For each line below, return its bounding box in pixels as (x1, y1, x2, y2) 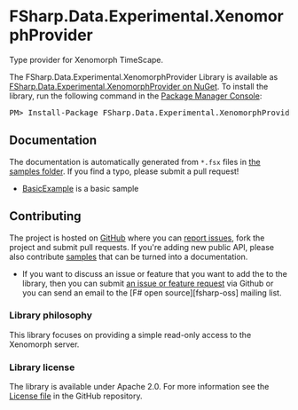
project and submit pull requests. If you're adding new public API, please (9, 241, 275, 252)
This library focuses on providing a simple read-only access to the (9, 329, 252, 340)
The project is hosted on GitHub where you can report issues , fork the (9, 233, 265, 243)
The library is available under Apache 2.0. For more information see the (9, 382, 270, 392)
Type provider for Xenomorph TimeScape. (9, 54, 164, 65)
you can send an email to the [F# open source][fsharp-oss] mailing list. (21, 287, 282, 298)
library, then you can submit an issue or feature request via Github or (21, 278, 274, 288)
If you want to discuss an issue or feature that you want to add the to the (21, 268, 288, 279)
